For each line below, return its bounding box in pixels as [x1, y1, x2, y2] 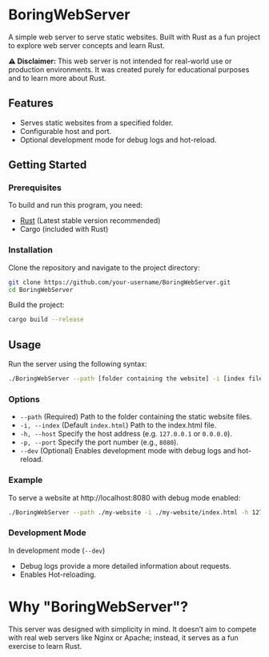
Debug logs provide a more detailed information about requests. [19, 561, 232, 570]
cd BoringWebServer [8, 286, 74, 294]
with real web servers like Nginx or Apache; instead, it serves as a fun [8, 632, 239, 643]
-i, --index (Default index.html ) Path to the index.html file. [19, 420, 217, 430]
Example [8, 475, 43, 486]
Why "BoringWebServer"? [8, 598, 189, 615]
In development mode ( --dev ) [8, 545, 106, 555]
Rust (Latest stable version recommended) [19, 216, 161, 225]
